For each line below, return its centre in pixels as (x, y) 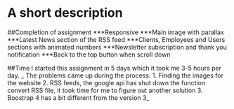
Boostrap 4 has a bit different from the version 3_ (78, 97)
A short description (65, 13)
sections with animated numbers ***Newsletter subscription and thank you (117, 47)
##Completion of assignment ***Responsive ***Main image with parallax (116, 32)
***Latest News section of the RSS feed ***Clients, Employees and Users (116, 39)
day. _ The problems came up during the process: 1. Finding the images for (115, 75)
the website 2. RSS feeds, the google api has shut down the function (106, 82)
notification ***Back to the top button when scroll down (89, 54)
